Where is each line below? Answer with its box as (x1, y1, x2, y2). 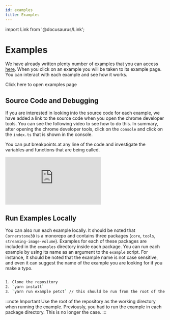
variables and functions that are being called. (5, 147, 100, 153)
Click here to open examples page (5, 82, 77, 88)
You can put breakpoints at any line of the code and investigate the (5, 141, 146, 148)
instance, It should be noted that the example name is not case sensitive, (5, 254, 158, 260)
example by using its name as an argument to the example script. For (5, 249, 149, 255)
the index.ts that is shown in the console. (5, 131, 93, 138)
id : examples (5, 7, 33, 13)
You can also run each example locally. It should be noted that (5, 227, 136, 233)
